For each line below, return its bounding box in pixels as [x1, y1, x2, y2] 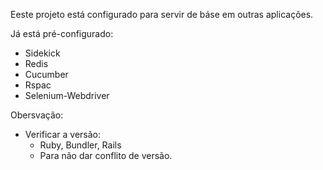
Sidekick [24, 47, 61, 59]
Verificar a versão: [24, 129, 101, 140]
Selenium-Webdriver [24, 90, 110, 101]
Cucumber [24, 69, 69, 80]
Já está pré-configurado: [10, 28, 114, 39]
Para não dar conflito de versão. [39, 150, 173, 161]
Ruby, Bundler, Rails [39, 139, 122, 151]
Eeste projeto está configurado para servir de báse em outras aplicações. [10, 9, 314, 20]
